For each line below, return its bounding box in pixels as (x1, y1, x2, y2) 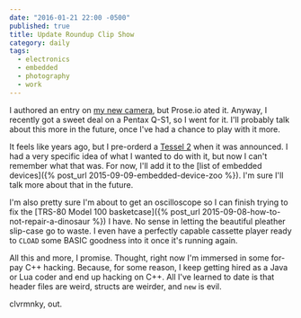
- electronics (17, 55, 70, 64)
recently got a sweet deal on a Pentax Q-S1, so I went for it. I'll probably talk (9, 114, 290, 125)
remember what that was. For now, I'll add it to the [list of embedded (9, 160, 262, 171)
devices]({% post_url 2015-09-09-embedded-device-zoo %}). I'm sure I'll (9, 170, 284, 181)
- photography (17, 72, 70, 81)
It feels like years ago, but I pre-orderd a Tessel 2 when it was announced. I (9, 141, 288, 152)
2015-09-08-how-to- (201, 206, 281, 216)
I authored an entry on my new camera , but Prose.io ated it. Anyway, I (9, 104, 268, 115)
